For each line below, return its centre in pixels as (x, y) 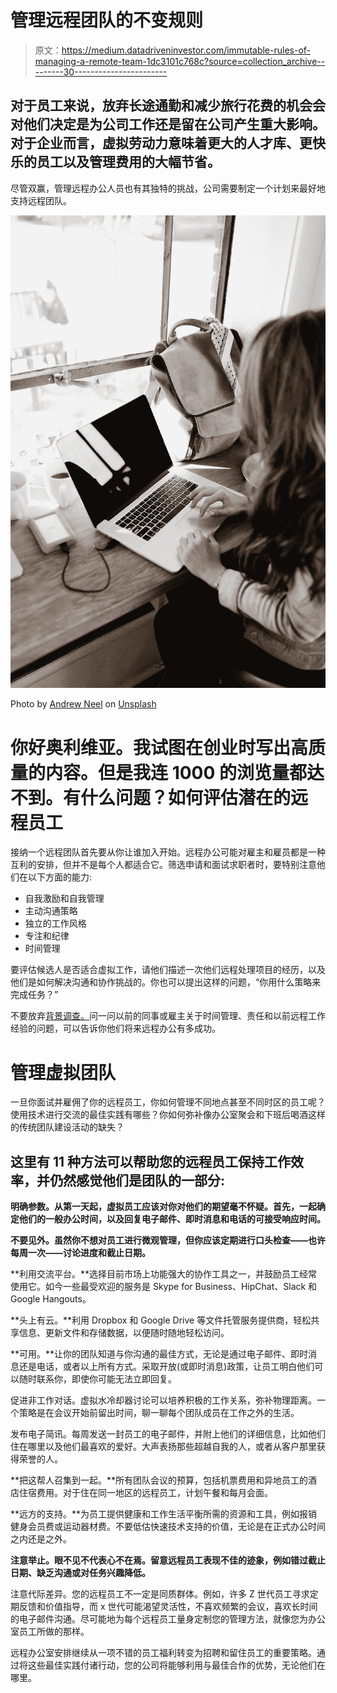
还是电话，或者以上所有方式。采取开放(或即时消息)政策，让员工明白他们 (166, 1367)
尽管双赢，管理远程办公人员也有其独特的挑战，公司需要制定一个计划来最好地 (168, 188)
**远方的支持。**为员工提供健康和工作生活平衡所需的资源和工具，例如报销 (164, 1514)
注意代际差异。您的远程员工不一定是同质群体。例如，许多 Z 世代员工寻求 (160, 1594)
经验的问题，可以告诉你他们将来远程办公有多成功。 (115, 1028)
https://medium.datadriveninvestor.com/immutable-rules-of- (186, 50)
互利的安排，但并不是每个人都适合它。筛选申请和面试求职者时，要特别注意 (163, 865)
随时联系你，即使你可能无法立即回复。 (97, 1379)
